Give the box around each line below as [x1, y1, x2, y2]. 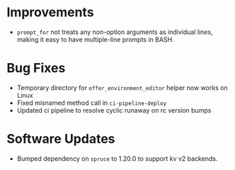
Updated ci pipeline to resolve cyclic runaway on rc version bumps [16, 106, 212, 114]
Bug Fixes [6, 60, 66, 76]
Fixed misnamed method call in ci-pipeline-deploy [16, 98, 167, 107]
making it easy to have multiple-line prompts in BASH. [16, 35, 174, 43]
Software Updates [6, 131, 115, 147]
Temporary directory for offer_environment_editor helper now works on [16, 83, 228, 92]
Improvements [6, 4, 94, 21]
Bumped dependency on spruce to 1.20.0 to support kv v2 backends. [16, 154, 218, 163]
